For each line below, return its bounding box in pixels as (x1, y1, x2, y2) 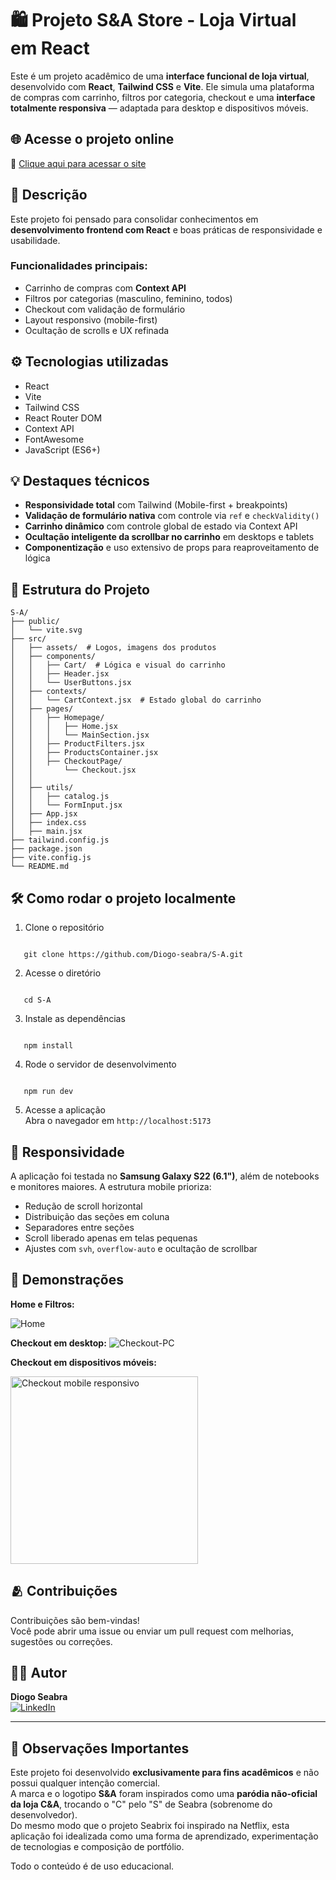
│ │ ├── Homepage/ (10, 713, 105, 723)
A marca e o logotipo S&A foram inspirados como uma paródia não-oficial (10, 1788, 318, 1800)
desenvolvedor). (10, 1809, 78, 1821)
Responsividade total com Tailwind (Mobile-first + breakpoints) (24, 499, 288, 511)
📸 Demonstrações (10, 1272, 124, 1289)
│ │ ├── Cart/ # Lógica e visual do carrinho (10, 660, 226, 671)
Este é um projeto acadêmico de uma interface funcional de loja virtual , (10, 70, 310, 82)
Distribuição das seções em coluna (24, 1210, 170, 1222)
